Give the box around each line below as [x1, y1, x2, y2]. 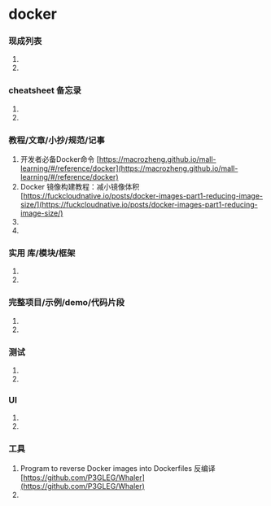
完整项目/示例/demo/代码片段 [8, 297, 125, 308]
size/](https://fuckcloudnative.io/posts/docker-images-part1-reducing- [20, 200, 258, 210]
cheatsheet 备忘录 [8, 85, 81, 96]
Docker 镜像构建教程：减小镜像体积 [20, 182, 140, 192]
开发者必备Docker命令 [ [20, 155, 100, 164]
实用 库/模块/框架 [8, 247, 76, 259]
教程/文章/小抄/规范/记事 [8, 134, 105, 146]
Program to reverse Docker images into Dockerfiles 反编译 [20, 463, 216, 473]
